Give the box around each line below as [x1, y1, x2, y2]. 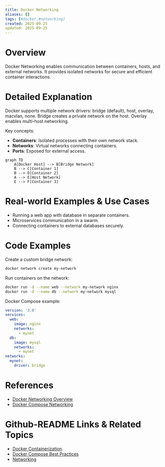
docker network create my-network [5, 266, 77, 271]
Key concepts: [5, 128, 35, 134]
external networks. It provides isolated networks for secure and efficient [5, 69, 153, 75]
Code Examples [5, 240, 71, 251]
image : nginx [14, 322, 41, 327]
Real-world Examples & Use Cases [5, 196, 150, 207]
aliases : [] [5, 12, 30, 17]
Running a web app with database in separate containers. [12, 212, 130, 218]
